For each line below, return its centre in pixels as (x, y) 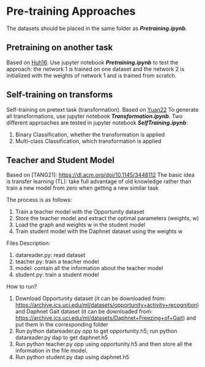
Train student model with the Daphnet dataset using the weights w (99, 231)
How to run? (22, 287)
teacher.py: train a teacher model (57, 261)
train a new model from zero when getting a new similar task (83, 188)
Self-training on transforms (60, 95)
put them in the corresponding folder (61, 325)
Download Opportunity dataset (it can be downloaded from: (91, 298)
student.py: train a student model (57, 275)
